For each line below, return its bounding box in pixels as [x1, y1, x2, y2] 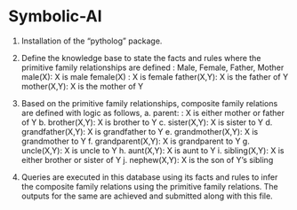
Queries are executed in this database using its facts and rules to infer [20, 171, 278, 183]
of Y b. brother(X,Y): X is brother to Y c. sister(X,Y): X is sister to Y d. [20, 117, 273, 128]
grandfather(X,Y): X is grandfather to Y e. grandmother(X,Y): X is [20, 126, 259, 136]
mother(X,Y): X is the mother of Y [20, 81, 144, 91]
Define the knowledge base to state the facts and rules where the [20, 52, 261, 63]
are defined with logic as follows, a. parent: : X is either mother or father [20, 107, 285, 118]
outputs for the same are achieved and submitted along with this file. [20, 191, 273, 201]
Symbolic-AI [8, 6, 103, 27]
